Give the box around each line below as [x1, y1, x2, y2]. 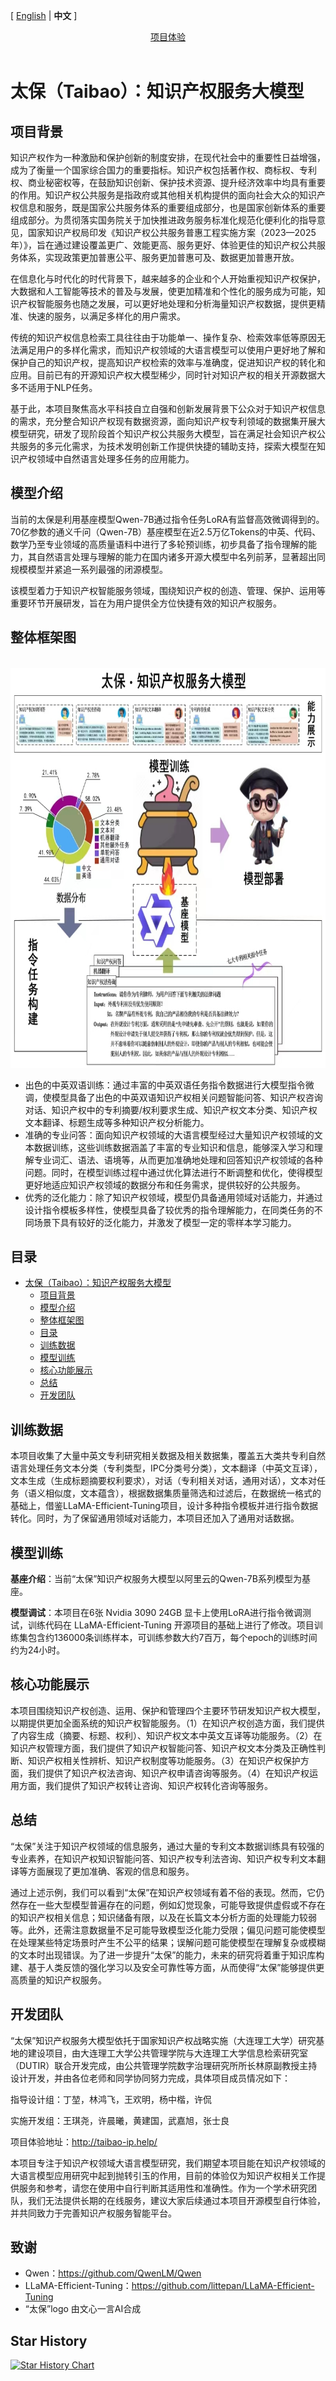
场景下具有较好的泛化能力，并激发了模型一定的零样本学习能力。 [33, 1216, 297, 1228]
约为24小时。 [10, 1644, 66, 1656]
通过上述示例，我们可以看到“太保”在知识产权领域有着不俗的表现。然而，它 [10, 1886, 317, 1898]
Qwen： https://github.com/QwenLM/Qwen [24, 2267, 202, 2279]
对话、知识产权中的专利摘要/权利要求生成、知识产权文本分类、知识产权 [24, 1104, 318, 1116]
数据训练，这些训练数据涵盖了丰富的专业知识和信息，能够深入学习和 [33, 1141, 315, 1153]
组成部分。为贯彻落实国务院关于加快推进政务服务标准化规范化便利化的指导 [10, 214, 317, 226]
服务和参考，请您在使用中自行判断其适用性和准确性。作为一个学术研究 [18, 2182, 308, 2194]
